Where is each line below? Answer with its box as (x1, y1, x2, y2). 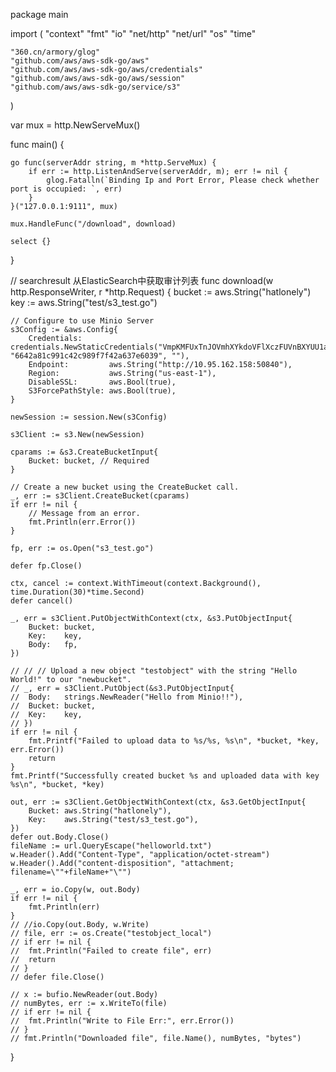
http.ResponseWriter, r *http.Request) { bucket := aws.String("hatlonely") (10, 286, 312, 298)
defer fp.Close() (10, 561, 83, 571)
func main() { (10, 139, 65, 150)
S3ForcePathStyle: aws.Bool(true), (28, 386, 177, 396)
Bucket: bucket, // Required (28, 456, 150, 466)
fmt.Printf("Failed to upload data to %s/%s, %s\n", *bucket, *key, (28, 736, 320, 746)
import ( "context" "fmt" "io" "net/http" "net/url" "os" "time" (10, 28, 257, 39)
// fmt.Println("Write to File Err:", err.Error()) (10, 1016, 235, 1026)
